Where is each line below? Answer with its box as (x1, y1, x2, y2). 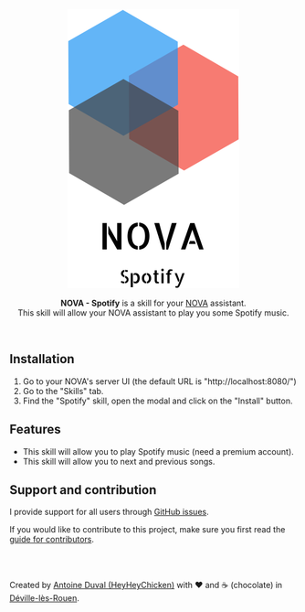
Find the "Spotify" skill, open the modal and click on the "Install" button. (22, 395, 293, 406)
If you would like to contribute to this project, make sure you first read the (9, 524, 286, 535)
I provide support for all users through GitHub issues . (9, 507, 209, 518)
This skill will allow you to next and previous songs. (22, 456, 216, 467)
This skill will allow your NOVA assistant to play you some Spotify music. (17, 307, 289, 318)
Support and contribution (9, 482, 157, 498)
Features (9, 422, 61, 437)
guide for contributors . (9, 534, 94, 545)
